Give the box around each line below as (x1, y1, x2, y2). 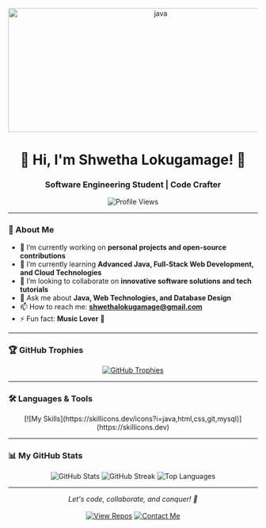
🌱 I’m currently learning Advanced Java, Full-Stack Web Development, (19, 259, 254, 269)
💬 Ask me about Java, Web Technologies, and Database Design (19, 293, 232, 302)
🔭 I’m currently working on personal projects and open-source (19, 242, 227, 252)
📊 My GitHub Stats (8, 450, 83, 461)
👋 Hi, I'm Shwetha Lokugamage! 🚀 (20, 151, 246, 169)
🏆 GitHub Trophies (8, 344, 84, 355)
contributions (19, 251, 66, 260)
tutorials (19, 285, 49, 294)
